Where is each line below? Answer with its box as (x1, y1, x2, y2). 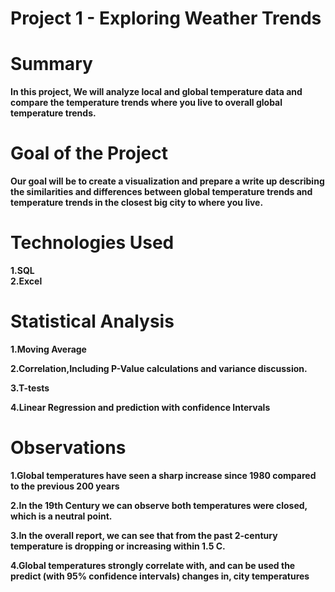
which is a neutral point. (10, 510, 113, 522)
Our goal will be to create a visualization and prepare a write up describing (10, 175, 325, 187)
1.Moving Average (10, 343, 87, 355)
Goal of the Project (10, 142, 168, 165)
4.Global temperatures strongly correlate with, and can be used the (10, 559, 296, 571)
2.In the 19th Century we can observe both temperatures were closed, (10, 499, 308, 511)
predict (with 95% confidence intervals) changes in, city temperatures (10, 570, 310, 582)
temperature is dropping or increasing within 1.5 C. (10, 540, 226, 552)
